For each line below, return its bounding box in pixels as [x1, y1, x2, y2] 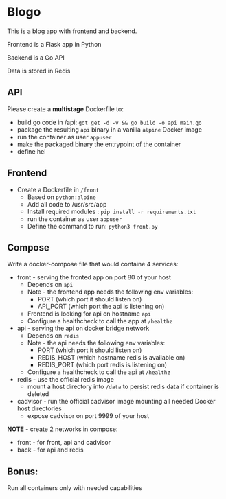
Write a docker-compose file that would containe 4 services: [7, 260, 179, 268]
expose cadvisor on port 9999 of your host [27, 412, 150, 420]
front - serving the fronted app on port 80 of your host [16, 273, 172, 281]
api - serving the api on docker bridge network [16, 324, 150, 333]
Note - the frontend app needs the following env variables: [27, 288, 194, 296]
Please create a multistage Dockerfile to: [7, 104, 124, 113]
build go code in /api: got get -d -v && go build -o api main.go [16, 118, 202, 126]
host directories [16, 404, 62, 413]
